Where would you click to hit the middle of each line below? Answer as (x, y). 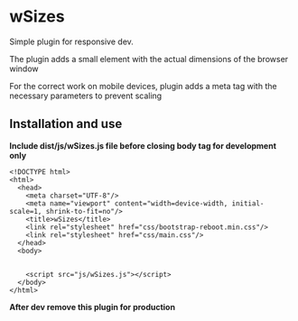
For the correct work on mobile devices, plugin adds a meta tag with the (143, 86)
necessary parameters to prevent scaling (86, 96)
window (24, 69)
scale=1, (26, 211)
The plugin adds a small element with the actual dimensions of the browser (149, 59)
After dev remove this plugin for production (93, 307)
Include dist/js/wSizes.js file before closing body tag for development (143, 145)
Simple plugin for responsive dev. (71, 41)
